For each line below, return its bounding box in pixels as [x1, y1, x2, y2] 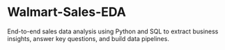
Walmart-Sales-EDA [7, 4, 127, 20]
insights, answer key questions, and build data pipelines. [7, 34, 169, 42]
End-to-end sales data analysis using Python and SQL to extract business [7, 27, 219, 35]
